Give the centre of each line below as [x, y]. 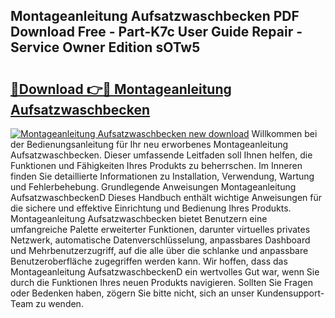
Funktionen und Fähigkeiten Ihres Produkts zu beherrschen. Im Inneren [156, 165]
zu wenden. [59, 303]
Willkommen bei [284, 133]
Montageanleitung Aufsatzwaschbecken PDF [155, 16]
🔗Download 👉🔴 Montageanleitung [121, 89]
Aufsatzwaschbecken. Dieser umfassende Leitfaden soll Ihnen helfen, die [161, 155]
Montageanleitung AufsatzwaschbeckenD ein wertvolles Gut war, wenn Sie [165, 272]
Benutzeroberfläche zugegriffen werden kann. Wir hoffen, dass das [149, 261]
